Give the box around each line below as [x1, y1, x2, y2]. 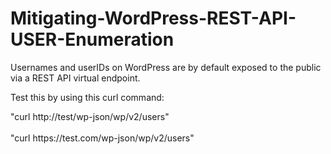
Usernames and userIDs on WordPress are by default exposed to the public [10, 61, 322, 73]
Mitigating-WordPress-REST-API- [10, 7, 297, 30]
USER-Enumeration [10, 28, 175, 51]
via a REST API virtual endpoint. [10, 72, 141, 84]
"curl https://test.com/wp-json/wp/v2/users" [10, 132, 195, 144]
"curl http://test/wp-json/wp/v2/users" [10, 110, 170, 122]
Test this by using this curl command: [10, 91, 165, 103]
